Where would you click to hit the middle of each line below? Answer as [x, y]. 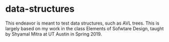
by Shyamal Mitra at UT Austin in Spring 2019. [54, 34]
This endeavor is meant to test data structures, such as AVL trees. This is [82, 23]
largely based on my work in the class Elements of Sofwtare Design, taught [84, 28]
